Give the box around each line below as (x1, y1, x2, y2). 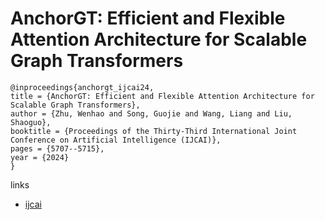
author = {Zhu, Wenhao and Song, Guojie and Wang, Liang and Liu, (10, 108, 293, 119)
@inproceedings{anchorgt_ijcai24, (10, 82, 155, 92)
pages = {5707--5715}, (10, 143, 105, 154)
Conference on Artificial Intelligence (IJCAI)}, (10, 135, 222, 145)
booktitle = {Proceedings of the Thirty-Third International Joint (10, 126, 298, 136)
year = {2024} (10, 152, 70, 162)
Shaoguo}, (10, 117, 52, 127)
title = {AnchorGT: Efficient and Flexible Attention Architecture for (10, 91, 315, 101)
